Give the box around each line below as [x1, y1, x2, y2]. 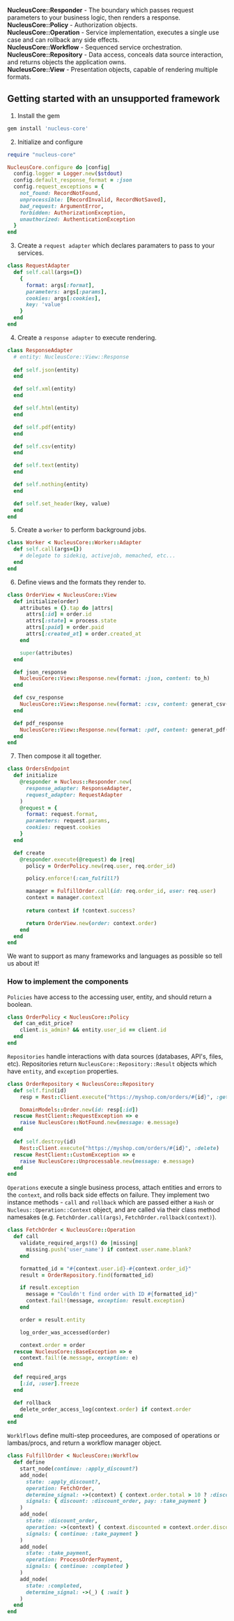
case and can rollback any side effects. [7, 36, 120, 44]
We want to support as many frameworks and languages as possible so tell [7, 952, 223, 960]
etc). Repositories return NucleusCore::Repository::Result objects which [7, 1059, 217, 1068]
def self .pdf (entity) [13, 423, 77, 430]
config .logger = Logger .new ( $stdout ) [13, 170, 123, 177]
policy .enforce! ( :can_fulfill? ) [25, 875, 120, 882]
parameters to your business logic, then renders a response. [7, 13, 181, 22]
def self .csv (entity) [13, 443, 77, 450]
